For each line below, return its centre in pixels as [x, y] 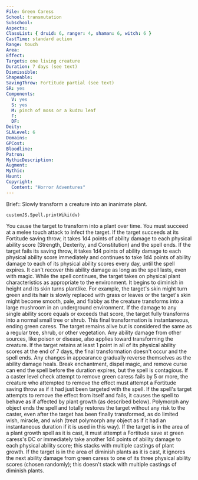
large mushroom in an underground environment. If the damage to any [91, 307]
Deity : [14, 127]
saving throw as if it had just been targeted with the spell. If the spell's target [99, 389]
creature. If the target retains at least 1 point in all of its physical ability [91, 345]
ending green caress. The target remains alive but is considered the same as [99, 326]
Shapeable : [19, 77]
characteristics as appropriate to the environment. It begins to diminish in [95, 282]
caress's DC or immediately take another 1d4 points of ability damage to [94, 439]
